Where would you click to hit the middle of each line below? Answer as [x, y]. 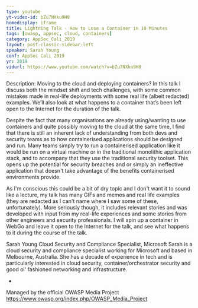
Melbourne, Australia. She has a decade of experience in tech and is [89, 257]
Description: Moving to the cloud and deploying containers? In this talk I [93, 84]
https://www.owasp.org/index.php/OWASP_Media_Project [77, 299]
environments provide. [33, 177]
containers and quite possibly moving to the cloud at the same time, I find [95, 127]
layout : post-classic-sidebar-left [50, 45]
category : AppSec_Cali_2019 [41, 39]
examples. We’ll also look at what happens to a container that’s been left [94, 103]
